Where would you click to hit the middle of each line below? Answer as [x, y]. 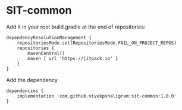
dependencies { [25, 91]
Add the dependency [32, 80]
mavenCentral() [46, 53]
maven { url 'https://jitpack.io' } [73, 58]
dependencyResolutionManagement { [49, 37]
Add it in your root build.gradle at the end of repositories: [76, 27]
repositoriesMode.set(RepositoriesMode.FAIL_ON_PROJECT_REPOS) [97, 43]
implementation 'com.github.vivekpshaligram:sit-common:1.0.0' [97, 96]
